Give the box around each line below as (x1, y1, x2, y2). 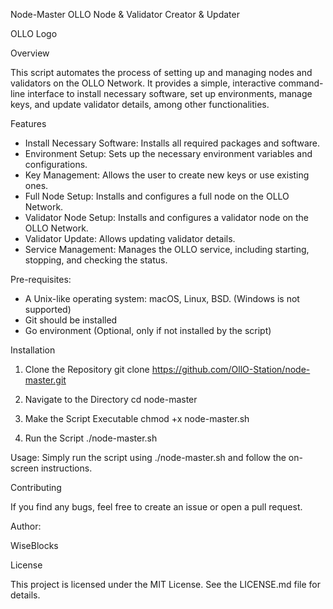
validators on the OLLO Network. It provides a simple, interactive (10, 77, 277, 89)
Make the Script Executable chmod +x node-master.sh (24, 413, 250, 424)
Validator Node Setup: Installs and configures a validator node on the (24, 212, 310, 223)
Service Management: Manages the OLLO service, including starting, (24, 244, 310, 255)
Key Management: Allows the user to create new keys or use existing (24, 169, 310, 181)
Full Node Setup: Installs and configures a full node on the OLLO (24, 190, 290, 202)
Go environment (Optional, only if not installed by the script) (24, 325, 272, 336)
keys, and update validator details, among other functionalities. (10, 99, 270, 110)
